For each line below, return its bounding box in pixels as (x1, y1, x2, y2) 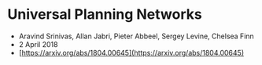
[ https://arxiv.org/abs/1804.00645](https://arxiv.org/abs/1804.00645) (18, 48, 245, 57)
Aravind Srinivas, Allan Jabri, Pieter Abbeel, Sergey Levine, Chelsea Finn (18, 31, 255, 41)
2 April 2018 (18, 39, 58, 49)
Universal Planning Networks (7, 5, 202, 23)
